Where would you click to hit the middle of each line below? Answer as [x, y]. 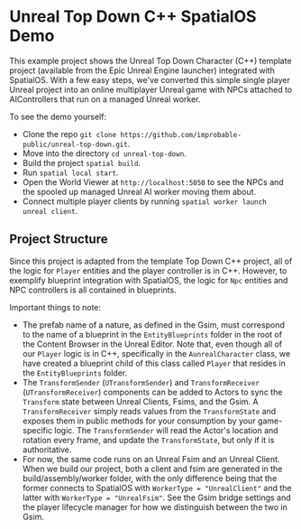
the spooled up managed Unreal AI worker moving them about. [139, 191]
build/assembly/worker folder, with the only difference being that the [150, 478]
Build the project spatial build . [82, 162]
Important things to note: [55, 307]
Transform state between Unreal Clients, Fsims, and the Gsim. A [140, 401]
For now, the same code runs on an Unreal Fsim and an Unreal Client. [151, 459]
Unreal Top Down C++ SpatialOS [133, 17]
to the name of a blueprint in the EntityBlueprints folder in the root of [152, 334]
